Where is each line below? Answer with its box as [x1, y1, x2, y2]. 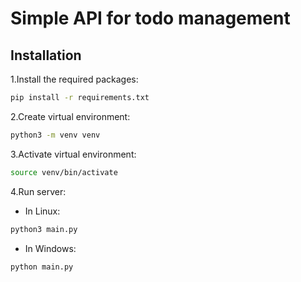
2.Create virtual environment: [10, 110, 131, 122]
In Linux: [24, 205, 61, 217]
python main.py [10, 262, 74, 272]
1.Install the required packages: [10, 73, 139, 85]
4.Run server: [10, 185, 67, 197]
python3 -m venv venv [10, 130, 101, 140]
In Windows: [24, 242, 77, 254]
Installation [10, 47, 82, 64]
